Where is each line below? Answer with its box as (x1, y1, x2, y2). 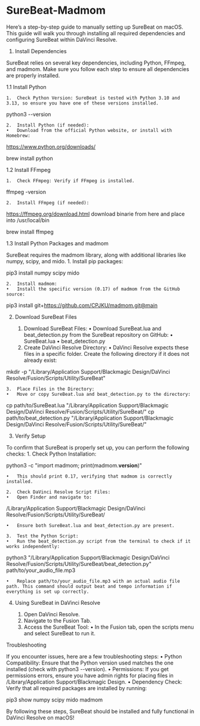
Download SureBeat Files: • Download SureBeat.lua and (23, 325, 162, 332)
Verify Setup (14, 432, 46, 439)
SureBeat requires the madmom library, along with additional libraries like (6, 251, 186, 259)
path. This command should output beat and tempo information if (6, 583, 172, 589)
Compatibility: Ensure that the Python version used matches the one (6, 659, 174, 666)
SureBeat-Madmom (6, 4, 106, 17)
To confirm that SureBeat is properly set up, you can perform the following (6, 444, 190, 451)
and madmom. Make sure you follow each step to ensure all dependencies (6, 65, 189, 72)
